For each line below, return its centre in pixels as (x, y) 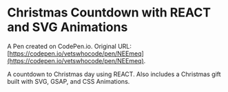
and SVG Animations (68, 27)
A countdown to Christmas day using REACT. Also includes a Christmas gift (114, 74)
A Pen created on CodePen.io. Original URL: (70, 46)
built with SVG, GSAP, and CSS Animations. (69, 81)
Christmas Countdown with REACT (109, 13)
